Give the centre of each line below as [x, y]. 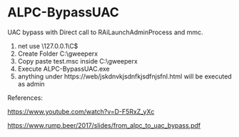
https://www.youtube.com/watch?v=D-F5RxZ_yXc [81, 111]
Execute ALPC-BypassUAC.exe [64, 68]
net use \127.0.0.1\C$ [48, 46]
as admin [31, 83]
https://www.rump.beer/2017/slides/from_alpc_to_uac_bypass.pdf [104, 125]
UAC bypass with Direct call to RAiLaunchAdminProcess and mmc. [105, 32]
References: [25, 98]
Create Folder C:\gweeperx [58, 54]
